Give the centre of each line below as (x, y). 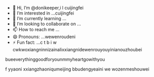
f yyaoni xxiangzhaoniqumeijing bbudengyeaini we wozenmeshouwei (78, 69)
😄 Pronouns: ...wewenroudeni (44, 37)
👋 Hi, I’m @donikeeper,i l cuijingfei (48, 8)
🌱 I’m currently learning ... (39, 18)
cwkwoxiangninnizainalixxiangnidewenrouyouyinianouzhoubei (77, 50)
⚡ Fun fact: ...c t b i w (35, 42)
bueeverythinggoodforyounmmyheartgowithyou (55, 59)
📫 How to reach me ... (36, 29)
